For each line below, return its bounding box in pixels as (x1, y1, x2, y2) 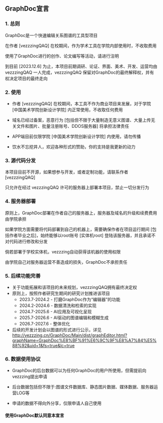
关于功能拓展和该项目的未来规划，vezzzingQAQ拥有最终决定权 (12, 284, 137, 290)
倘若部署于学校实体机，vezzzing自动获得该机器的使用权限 (5, 249, 121, 254)
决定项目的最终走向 (9, 75, 48, 81)
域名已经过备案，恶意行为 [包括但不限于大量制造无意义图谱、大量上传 (12, 117, 151, 123)
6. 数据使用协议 (5, 355, 41, 362)
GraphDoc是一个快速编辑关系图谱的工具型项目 (5, 32, 98, 38)
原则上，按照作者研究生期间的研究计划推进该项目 (12, 290, 110, 296)
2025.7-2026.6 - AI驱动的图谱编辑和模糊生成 (19, 315, 109, 321)
